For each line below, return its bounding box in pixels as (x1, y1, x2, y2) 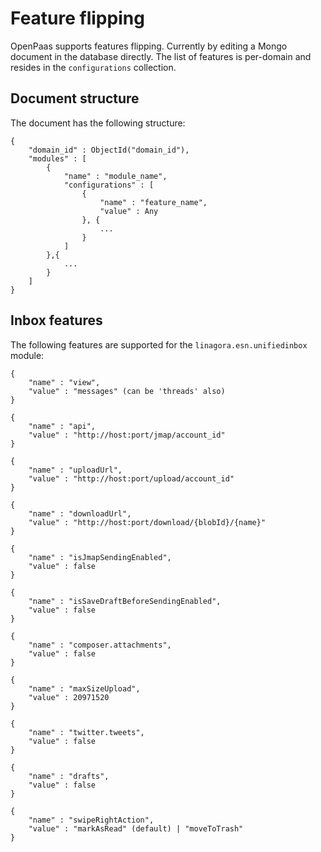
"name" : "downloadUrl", (28, 508, 132, 519)
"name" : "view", (28, 377, 101, 387)
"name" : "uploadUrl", (28, 465, 123, 475)
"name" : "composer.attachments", (28, 640, 172, 650)
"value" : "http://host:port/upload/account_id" (28, 473, 235, 484)
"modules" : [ (28, 153, 87, 164)
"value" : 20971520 (28, 692, 110, 702)
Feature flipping (10, 7, 145, 30)
